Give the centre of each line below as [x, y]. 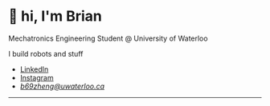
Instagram [37, 77]
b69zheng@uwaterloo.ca [62, 86]
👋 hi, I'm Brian [55, 16]
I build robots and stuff [46, 53]
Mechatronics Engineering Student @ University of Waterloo [108, 38]
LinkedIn [34, 69]
